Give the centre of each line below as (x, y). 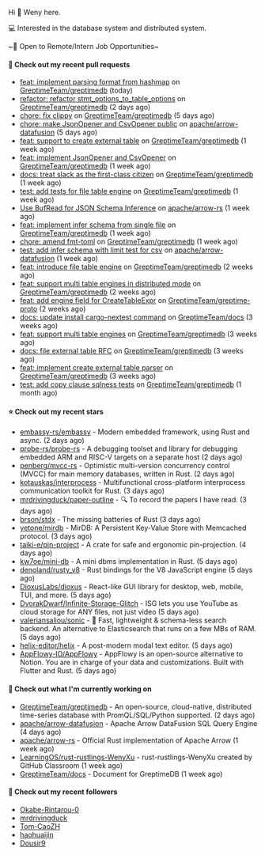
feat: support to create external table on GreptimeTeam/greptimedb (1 (133, 141)
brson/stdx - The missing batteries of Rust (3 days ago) (110, 520)
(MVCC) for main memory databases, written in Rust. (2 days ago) (127, 474)
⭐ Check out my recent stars (56, 411)
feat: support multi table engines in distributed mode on (110, 284)
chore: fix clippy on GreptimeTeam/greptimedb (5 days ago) (117, 115)
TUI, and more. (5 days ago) (66, 595)
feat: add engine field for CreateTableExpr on (93, 301)
